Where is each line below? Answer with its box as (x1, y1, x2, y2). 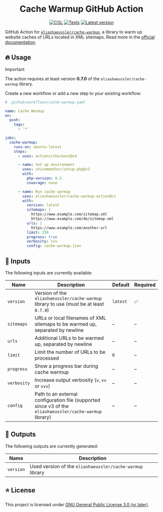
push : (9, 118, 21, 123)
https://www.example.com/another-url (31, 225, 108, 230)
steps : (14, 149, 27, 154)
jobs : (5, 135, 16, 140)
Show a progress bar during (34, 363, 98, 369)
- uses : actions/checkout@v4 (17, 153, 77, 159)
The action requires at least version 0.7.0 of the (5, 75, 100, 81)
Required (134, 281, 156, 288)
